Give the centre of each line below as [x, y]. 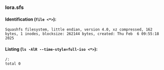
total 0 [13, 64]
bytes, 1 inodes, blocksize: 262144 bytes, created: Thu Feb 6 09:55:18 [82, 34]
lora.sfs [14, 7]
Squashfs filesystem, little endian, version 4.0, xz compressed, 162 [79, 30]
